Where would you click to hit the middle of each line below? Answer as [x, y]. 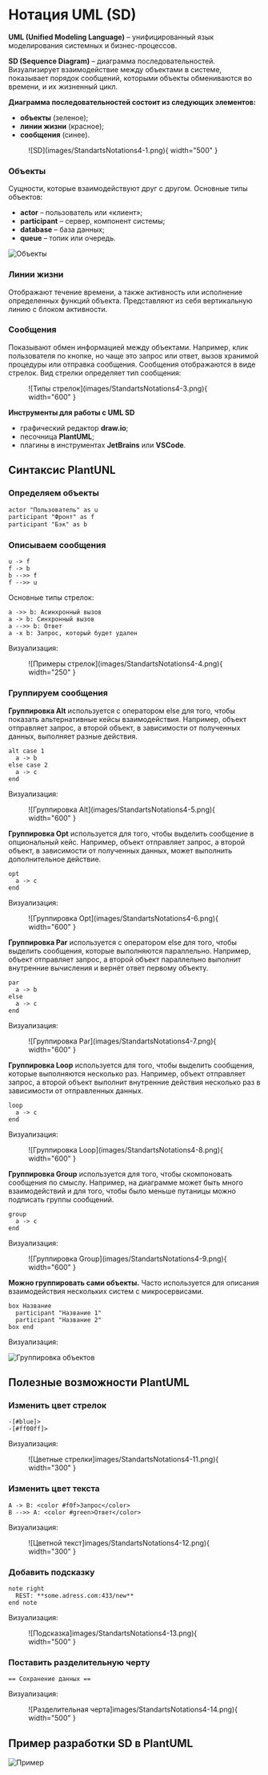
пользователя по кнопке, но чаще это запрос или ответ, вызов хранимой [133, 355]
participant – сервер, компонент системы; [92, 221]
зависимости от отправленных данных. [76, 1090]
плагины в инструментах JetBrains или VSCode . [103, 445]
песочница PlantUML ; [57, 436]
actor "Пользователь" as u [53, 510]
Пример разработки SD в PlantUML [101, 1743]
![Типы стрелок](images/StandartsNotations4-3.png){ [118, 388]
